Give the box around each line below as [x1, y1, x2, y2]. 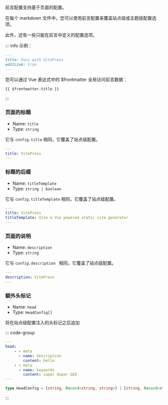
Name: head [12, 304, 36, 310]
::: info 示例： [5, 43, 32, 49]
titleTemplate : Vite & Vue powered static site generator [5, 215, 128, 220]
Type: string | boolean [12, 185, 61, 192]
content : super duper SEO [23, 372, 77, 377]
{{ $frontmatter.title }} [5, 86, 59, 91]
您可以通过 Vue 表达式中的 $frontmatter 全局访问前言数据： [5, 76, 127, 82]
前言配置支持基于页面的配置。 [5, 5, 66, 10]
